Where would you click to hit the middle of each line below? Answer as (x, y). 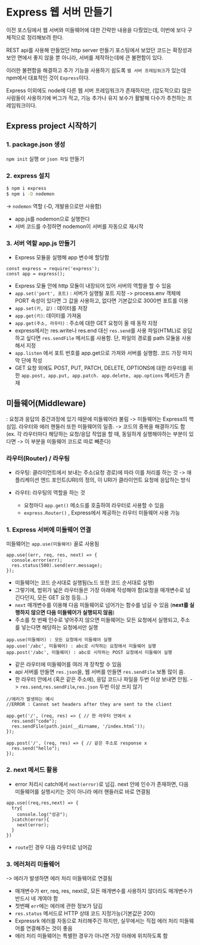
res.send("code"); (35, 721)
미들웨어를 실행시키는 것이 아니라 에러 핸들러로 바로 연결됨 (83, 791)
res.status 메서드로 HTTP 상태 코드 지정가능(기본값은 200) (85, 913)
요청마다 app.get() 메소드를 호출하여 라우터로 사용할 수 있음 (94, 505)
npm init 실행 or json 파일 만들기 (45, 158)
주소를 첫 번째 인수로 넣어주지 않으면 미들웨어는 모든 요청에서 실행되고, (97, 620)
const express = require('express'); (53, 269)
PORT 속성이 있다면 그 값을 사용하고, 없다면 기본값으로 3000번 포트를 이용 (101, 300)
